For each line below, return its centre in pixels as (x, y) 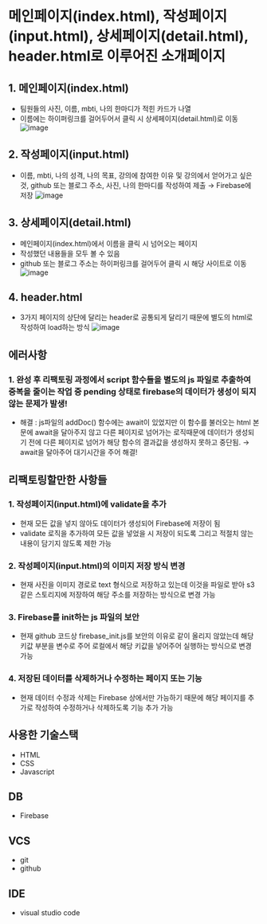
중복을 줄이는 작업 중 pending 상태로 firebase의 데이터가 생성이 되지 (132, 391)
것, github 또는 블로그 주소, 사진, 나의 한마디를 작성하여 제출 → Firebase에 (135, 185)
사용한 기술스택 (43, 735)
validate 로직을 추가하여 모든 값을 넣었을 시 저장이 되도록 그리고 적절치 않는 (137, 533)
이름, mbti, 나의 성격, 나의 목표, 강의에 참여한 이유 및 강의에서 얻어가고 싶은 (136, 175)
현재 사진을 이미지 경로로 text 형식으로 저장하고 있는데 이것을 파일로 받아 (132, 585)
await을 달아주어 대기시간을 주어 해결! (79, 452)
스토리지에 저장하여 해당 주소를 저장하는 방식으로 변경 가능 (125, 595)
